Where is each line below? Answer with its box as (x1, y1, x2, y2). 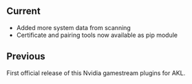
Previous (6, 51, 45, 62)
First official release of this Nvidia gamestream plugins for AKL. (6, 68, 186, 77)
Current (6, 5, 41, 17)
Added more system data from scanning (16, 23, 131, 31)
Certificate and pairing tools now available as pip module (16, 31, 178, 39)
